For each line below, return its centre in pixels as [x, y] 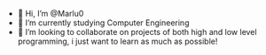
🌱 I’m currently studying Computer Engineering [103, 23]
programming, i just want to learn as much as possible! [117, 41]
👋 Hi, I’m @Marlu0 [51, 14]
